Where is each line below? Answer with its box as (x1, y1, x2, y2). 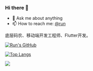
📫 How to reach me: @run (12, 21, 66, 27)
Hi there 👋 (5, 4, 29, 11)
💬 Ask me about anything (12, 15, 63, 21)
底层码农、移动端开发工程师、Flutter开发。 (5, 32, 91, 38)
